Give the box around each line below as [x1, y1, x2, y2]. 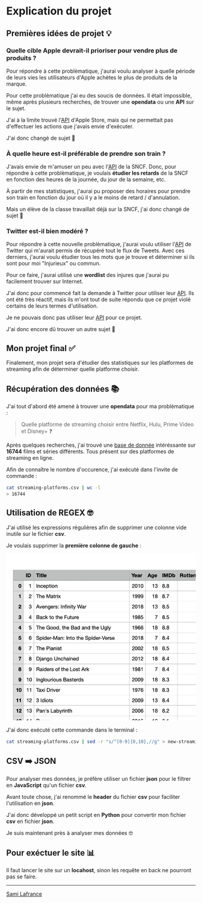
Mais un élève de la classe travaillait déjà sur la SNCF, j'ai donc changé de [6, 206, 190, 213]
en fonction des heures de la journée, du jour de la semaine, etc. [6, 176, 166, 183]
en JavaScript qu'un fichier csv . [6, 781, 87, 789]
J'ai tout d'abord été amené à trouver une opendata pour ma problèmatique [6, 403, 194, 410]
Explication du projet [6, 4, 112, 18]
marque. [6, 80, 27, 87]
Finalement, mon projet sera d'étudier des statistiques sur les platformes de [6, 359, 194, 367]
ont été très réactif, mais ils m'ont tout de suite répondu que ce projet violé [6, 296, 191, 303]
